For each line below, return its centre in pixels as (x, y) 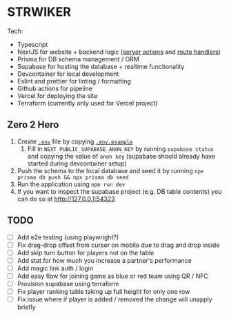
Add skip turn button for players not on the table (86, 252)
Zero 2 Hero (33, 125)
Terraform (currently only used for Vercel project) (87, 103)
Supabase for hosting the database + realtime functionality (101, 66)
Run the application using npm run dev (71, 184)
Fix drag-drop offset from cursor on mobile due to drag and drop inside (118, 245)
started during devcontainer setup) (77, 163)
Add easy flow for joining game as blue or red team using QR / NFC (112, 276)
